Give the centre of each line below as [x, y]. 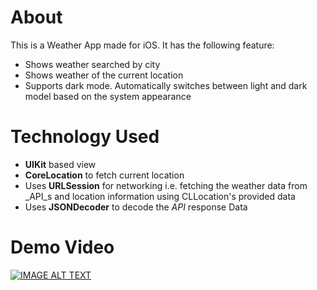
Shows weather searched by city [92, 64]
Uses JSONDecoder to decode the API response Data [136, 207]
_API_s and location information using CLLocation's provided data [160, 196]
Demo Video [62, 247]
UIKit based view [60, 164]
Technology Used [85, 137]
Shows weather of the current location [104, 75]
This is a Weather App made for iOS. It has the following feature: [142, 45]
